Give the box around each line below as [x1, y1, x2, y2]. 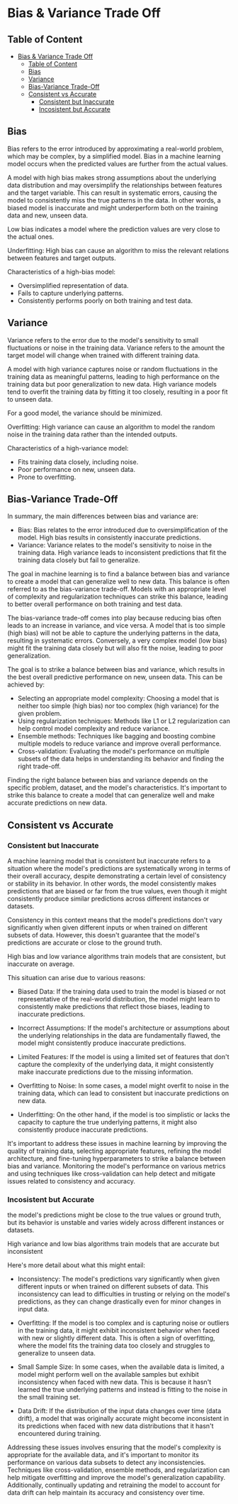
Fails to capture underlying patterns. [17, 289, 124, 297]
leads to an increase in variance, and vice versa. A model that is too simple [7, 621, 225, 630]
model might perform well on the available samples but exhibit [17, 1370, 200, 1379]
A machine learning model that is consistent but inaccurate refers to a [7, 856, 211, 865]
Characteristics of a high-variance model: [7, 444, 129, 452]
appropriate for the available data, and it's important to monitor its [7, 1451, 200, 1459]
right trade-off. [17, 762, 62, 770]
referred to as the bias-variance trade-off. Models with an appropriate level [7, 585, 227, 593]
